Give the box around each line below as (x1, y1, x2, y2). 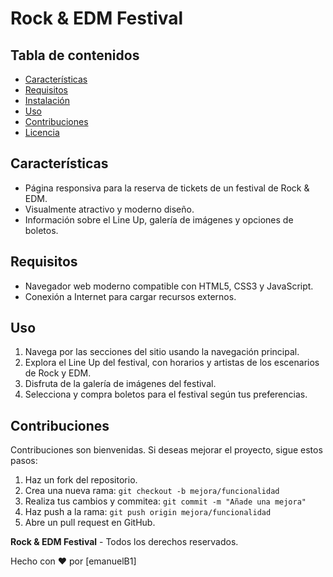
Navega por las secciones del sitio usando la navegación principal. (24, 346, 300, 358)
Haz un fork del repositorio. (24, 474, 138, 486)
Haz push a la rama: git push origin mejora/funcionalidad (24, 506, 272, 518)
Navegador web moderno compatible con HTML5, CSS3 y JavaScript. (24, 280, 314, 292)
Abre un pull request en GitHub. (24, 517, 156, 529)
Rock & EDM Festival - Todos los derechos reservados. (10, 536, 239, 548)
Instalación (24, 95, 71, 106)
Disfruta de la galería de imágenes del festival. (24, 378, 217, 390)
